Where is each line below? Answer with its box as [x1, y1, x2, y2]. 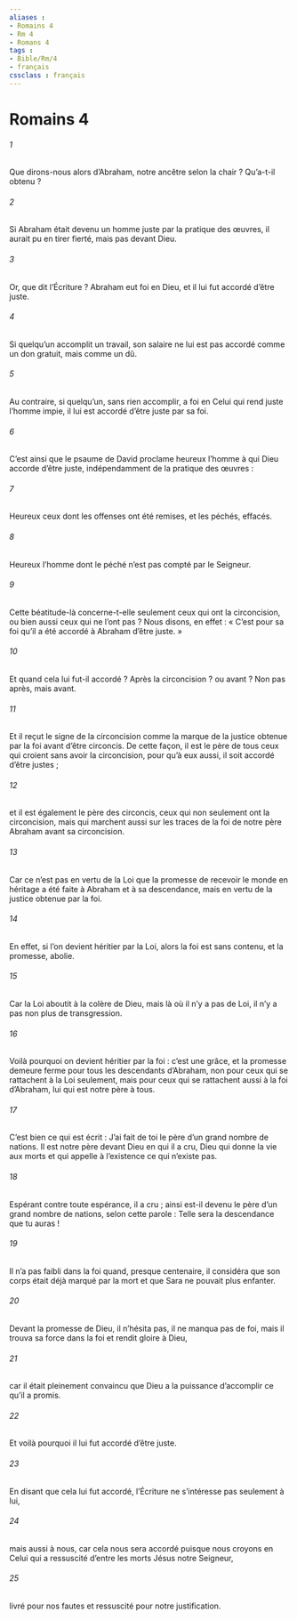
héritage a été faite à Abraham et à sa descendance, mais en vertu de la [9, 883, 273, 894]
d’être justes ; [9, 760, 60, 770]
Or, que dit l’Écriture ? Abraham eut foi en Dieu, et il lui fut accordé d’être [9, 281, 275, 292]
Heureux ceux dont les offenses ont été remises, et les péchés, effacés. [9, 511, 273, 521]
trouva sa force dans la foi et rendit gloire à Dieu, [9, 1333, 189, 1343]
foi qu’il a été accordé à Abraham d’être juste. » [9, 625, 182, 636]
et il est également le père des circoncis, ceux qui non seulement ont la [9, 807, 270, 818]
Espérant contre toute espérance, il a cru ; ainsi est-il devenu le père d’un [9, 1198, 278, 1210]
